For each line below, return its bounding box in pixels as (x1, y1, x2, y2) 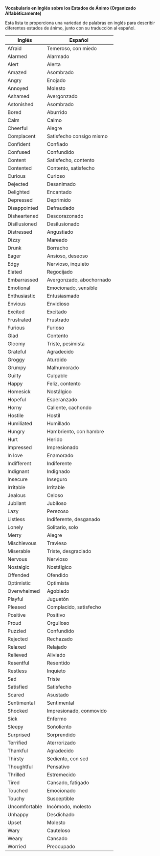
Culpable (46, 372, 68, 379)
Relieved (7, 652, 27, 658)
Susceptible (46, 795, 74, 802)
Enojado (46, 77, 66, 83)
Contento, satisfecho (46, 165, 95, 171)
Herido (46, 436, 63, 442)
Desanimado (46, 181, 76, 187)
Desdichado (46, 811, 75, 818)
